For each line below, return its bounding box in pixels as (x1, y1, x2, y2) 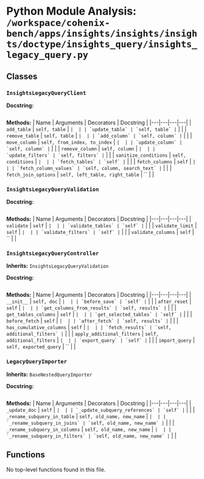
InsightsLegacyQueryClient (6, 90, 86, 96)
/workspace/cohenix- (6, 17, 111, 29)
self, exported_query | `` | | (6, 343, 76, 350)
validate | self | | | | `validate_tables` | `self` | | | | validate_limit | (6, 222, 197, 229)
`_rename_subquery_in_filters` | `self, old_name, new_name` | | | (6, 431, 177, 439)
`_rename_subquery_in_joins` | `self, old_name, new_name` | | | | (6, 419, 175, 426)
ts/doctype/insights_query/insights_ (6, 38, 198, 50)
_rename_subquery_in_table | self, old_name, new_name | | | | (6, 413, 166, 420)
